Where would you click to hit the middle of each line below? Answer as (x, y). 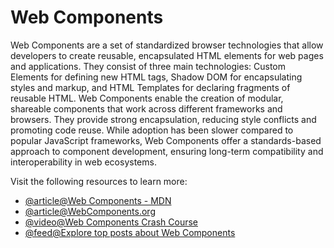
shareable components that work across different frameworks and (146, 108)
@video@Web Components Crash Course (111, 222)
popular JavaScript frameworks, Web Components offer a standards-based (166, 140)
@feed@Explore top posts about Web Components (130, 232)
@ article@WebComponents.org (90, 211)
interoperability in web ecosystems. (83, 162)
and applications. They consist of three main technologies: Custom (148, 66)
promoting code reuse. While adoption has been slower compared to (152, 130)
